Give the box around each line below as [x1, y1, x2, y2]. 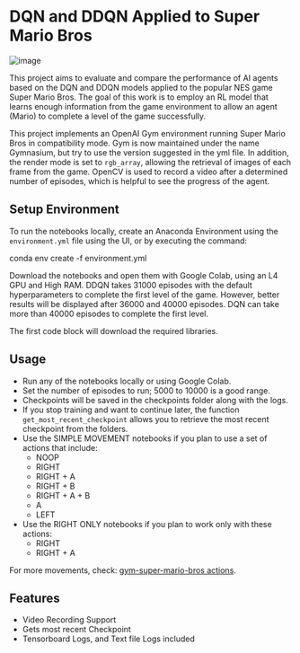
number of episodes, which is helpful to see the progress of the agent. [9, 175, 270, 186]
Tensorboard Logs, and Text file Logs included [22, 633, 196, 644]
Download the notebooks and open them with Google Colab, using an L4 [9, 269, 278, 280]
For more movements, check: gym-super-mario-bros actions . [9, 564, 236, 576]
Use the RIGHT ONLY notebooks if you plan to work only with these [22, 518, 272, 529]
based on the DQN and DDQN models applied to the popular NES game [9, 82, 273, 93]
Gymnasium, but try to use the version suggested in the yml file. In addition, [9, 146, 289, 158]
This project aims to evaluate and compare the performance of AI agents [9, 72, 278, 83]
